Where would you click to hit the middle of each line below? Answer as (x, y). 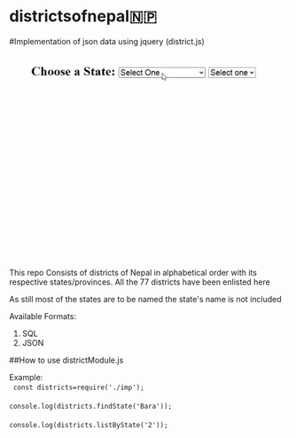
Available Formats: (43, 316)
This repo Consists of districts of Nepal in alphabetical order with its (133, 272)
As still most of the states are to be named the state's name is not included (145, 299)
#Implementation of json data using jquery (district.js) (107, 41)
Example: (26, 377)
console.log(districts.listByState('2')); (89, 425)
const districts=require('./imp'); (78, 387)
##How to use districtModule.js (66, 360)
